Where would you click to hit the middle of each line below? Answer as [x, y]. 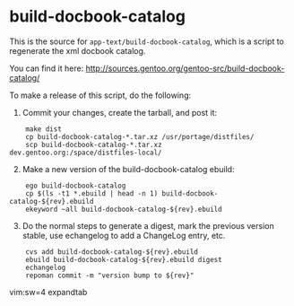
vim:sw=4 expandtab [48, 292]
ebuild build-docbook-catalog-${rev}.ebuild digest [124, 259]
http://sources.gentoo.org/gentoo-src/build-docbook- [185, 68]
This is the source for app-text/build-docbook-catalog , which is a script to [147, 41]
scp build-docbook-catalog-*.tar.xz [94, 144]
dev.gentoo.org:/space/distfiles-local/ [86, 153]
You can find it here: [47, 68]
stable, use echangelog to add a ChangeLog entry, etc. [124, 235]
